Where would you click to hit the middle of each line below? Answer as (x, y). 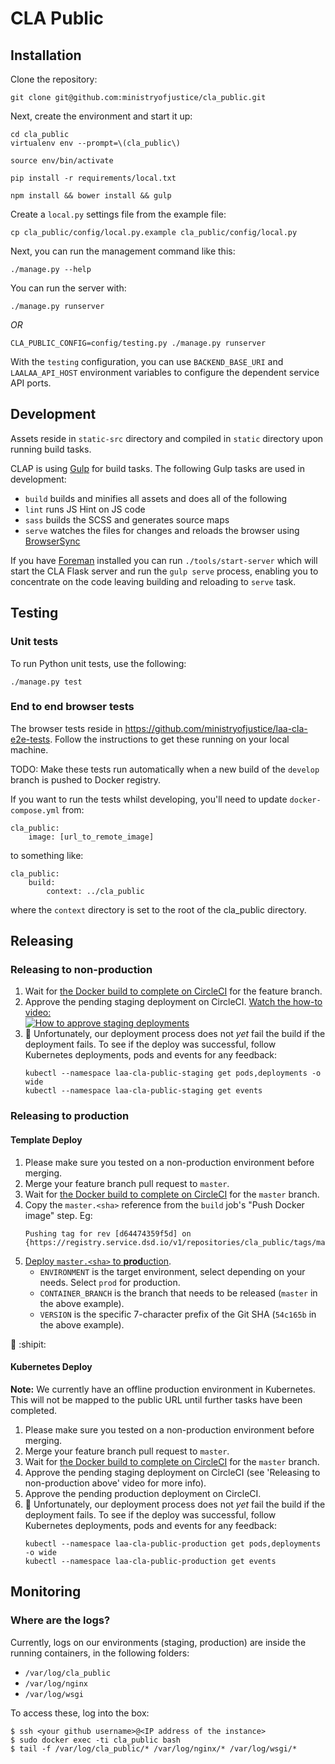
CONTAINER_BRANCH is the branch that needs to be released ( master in (178, 1293)
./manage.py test (46, 682)
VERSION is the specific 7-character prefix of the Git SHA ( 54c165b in (178, 1314)
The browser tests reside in (66, 728)
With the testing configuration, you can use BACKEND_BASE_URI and (147, 361)
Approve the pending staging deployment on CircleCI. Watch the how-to (173, 1002)
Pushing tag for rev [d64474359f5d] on (108, 1233)
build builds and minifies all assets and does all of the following (156, 498)
